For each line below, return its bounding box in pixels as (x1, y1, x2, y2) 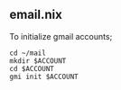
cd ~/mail (9, 49, 47, 58)
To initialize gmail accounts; (9, 31, 113, 41)
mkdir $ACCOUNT (9, 56, 67, 66)
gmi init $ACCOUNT (9, 72, 79, 81)
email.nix (9, 7, 63, 22)
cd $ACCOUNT (9, 64, 54, 73)
